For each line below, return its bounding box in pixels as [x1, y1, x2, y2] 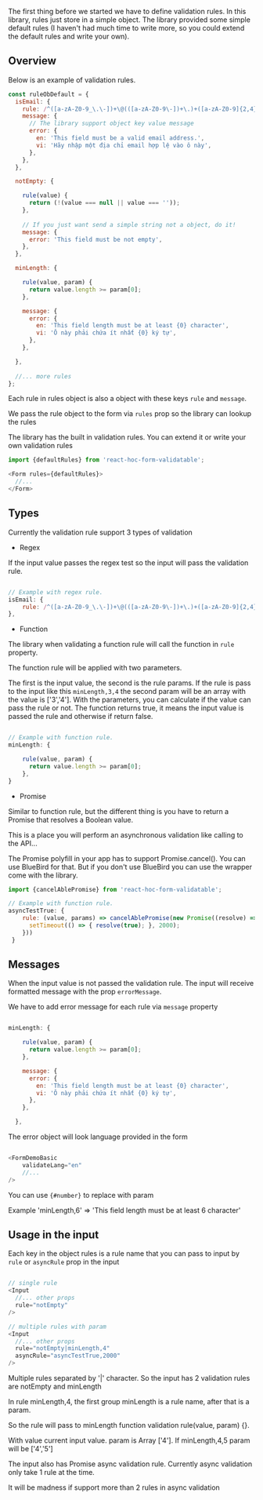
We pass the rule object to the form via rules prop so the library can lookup [8, 409, 252, 418]
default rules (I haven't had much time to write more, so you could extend [8, 24, 245, 32]
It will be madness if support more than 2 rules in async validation [8, 1483, 221, 1492]
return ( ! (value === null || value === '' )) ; [28, 199, 180, 207]
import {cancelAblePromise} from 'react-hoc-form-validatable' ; [8, 885, 222, 893]
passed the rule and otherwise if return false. [8, 712, 153, 721]
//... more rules [15, 372, 72, 380]
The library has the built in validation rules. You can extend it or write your [8, 432, 247, 442]
